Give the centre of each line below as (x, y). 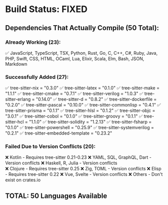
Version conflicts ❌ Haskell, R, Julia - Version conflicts (61, 163)
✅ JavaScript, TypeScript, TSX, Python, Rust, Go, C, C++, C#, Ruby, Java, (81, 53)
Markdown (16, 64)
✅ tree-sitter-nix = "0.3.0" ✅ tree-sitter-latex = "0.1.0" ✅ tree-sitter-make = (82, 88)
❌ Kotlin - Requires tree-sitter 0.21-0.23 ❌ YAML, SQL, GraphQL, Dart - (78, 157)
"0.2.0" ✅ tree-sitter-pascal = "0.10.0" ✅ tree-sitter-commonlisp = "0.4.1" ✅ (83, 105)
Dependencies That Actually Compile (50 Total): (82, 28)
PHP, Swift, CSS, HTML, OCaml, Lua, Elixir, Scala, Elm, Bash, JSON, (75, 58)
